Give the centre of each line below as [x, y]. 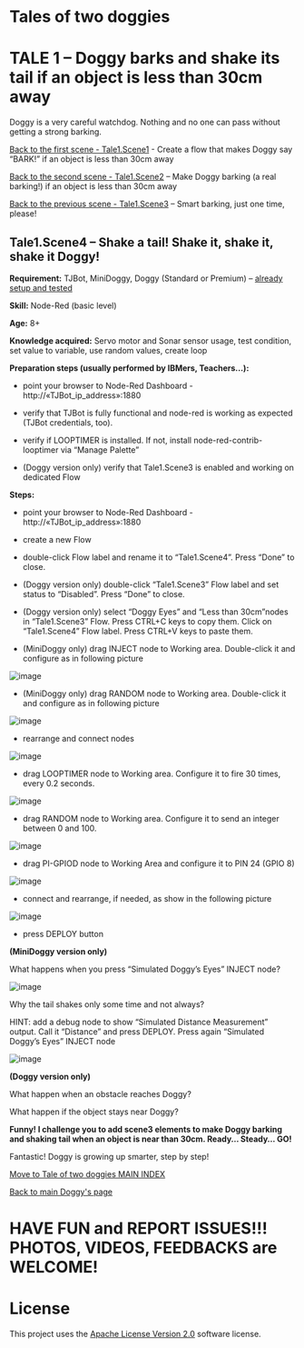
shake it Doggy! [54, 256]
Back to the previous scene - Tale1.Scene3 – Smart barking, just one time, [147, 204]
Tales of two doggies [90, 17]
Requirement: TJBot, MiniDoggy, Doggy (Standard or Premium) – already [146, 278]
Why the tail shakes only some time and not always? [107, 1004]
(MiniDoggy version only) [59, 951]
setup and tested [41, 287]
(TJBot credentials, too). [68, 422]
